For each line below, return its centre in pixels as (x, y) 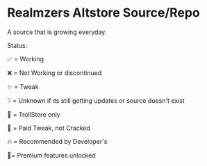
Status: (17, 45)
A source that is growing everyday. (57, 32)
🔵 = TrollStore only (34, 114)
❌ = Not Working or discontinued (55, 73)
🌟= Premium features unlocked (51, 155)
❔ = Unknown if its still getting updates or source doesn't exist (96, 100)
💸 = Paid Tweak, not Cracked (49, 128)
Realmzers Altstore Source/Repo (104, 13)
